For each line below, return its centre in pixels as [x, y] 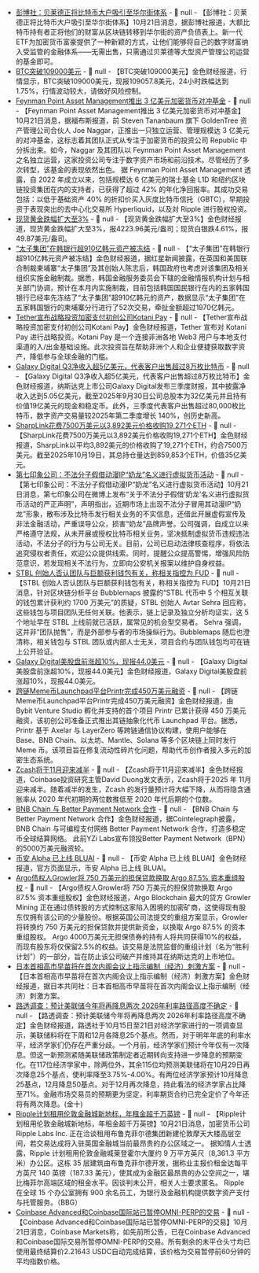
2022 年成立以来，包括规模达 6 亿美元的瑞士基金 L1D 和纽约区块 [142, 179]
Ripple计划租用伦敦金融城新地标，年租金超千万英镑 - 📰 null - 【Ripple [128, 1114]
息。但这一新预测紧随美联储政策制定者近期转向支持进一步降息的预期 [126, 1055]
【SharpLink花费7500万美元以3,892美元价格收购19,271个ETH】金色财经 [131, 435]
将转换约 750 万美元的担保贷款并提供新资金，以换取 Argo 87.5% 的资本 [130, 927]
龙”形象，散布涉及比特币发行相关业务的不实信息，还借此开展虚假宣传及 [130, 514]
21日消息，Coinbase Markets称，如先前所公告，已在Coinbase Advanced [133, 1232]
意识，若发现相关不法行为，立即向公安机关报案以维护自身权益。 [126, 563]
